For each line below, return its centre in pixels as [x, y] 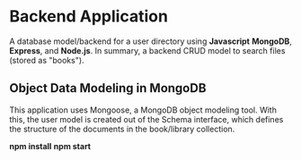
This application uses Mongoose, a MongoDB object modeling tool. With [143, 110]
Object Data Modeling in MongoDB [108, 88]
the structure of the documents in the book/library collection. [122, 129]
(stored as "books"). [47, 60]
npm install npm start [50, 146]
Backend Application [89, 17]
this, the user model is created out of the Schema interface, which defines [146, 119]
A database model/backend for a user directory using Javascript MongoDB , [150, 41]
